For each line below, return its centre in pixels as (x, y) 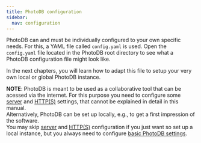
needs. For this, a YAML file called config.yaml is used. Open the (86, 46)
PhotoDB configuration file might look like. (58, 59)
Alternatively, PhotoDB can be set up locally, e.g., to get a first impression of (101, 114)
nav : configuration (36, 23)
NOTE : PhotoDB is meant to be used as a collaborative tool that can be (94, 89)
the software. (23, 121)
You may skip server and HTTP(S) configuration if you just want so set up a (100, 127)
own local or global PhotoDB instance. (54, 77)
